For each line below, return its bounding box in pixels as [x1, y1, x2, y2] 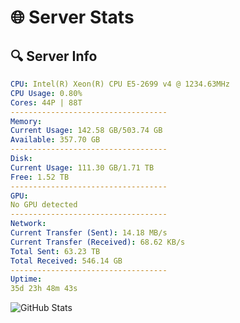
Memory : [10, 116, 43, 126]
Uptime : [10, 274, 43, 285]
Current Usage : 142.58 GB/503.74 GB [10, 126, 163, 136]
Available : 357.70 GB [10, 135, 101, 145]
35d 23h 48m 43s [10, 284, 78, 294]
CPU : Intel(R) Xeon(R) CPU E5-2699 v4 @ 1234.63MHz [10, 79, 230, 89]
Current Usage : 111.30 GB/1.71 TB [10, 162, 155, 173]
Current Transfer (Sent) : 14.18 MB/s [10, 228, 168, 238]
